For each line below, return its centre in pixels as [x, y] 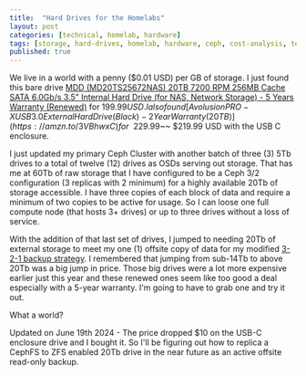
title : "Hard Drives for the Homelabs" [87, 18]
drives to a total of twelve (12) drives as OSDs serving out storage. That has [151, 163]
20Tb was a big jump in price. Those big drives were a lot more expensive [148, 268]
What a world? [36, 315]
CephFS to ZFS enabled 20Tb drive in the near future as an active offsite [146, 352]
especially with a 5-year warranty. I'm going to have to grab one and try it [147, 287]
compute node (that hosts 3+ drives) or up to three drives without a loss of [149, 212]
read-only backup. [44, 362]
